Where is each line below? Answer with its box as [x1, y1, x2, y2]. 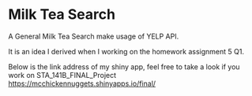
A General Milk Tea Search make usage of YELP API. [8, 31, 179, 41]
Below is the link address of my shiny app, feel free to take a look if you [8, 61, 240, 72]
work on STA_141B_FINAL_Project [8, 70, 117, 79]
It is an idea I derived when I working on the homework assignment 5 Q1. [8, 46, 245, 56]
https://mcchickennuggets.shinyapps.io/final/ [8, 79, 156, 88]
